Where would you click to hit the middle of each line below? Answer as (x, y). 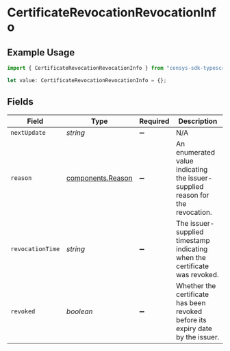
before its (191, 320)
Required (154, 121)
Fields (21, 102)
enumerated (195, 152)
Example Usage (41, 52)
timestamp (193, 240)
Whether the (196, 285)
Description (198, 121)
